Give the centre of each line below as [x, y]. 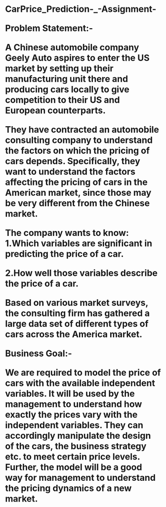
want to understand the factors [70, 172]
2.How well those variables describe [82, 273]
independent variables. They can [74, 425]
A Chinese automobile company [72, 47]
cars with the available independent [80, 383]
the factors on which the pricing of [77, 151]
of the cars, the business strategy [76, 446]
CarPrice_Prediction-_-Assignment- [81, 9]
